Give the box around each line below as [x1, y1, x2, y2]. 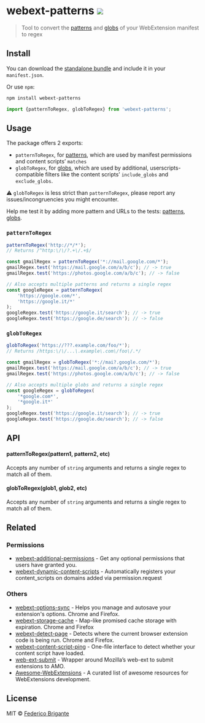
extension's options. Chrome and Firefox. [15, 610, 120, 617]
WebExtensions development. [15, 675, 91, 682]
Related [6, 523, 37, 533]
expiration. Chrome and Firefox [15, 623, 94, 630]
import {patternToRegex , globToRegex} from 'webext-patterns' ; [6, 106, 172, 112]
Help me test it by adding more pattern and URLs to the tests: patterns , [6, 208, 185, 215]
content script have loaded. [15, 649, 85, 657]
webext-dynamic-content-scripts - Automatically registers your [15, 568, 176, 575]
